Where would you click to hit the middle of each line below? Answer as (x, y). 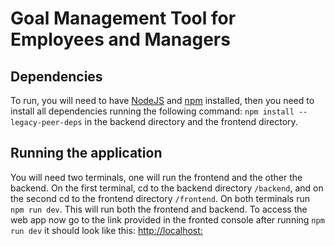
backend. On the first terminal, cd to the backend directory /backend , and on (167, 188)
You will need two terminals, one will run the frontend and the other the (156, 177)
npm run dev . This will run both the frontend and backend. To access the (159, 209)
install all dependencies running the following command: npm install (152, 111)
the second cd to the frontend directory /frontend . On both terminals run (160, 198)
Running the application (86, 153)
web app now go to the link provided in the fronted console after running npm (167, 219)
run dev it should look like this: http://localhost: (106, 230)
